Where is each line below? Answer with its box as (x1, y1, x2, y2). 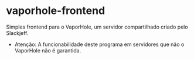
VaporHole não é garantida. (14, 47, 81, 54)
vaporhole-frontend (6, 4, 105, 17)
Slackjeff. (6, 29, 29, 36)
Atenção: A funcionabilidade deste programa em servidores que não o (14, 41, 185, 48)
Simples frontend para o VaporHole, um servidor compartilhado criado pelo (6, 23, 189, 30)
